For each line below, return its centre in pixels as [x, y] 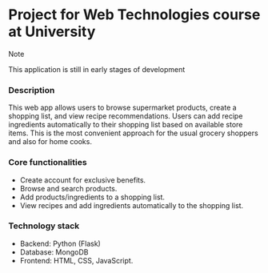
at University [52, 32]
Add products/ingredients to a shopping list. [92, 197]
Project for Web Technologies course [134, 15]
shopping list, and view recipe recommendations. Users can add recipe [126, 116]
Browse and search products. [68, 188]
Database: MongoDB [54, 252]
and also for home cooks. [50, 142]
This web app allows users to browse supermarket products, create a [123, 108]
